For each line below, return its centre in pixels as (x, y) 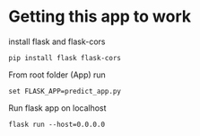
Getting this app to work (100, 17)
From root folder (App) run (57, 75)
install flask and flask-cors (57, 41)
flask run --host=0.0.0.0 (57, 124)
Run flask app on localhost (57, 108)
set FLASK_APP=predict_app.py (65, 91)
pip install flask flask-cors (65, 58)
